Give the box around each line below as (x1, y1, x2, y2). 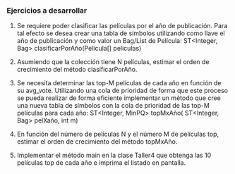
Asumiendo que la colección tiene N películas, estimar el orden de (16, 58, 210, 66)
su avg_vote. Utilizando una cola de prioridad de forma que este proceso (16, 87, 229, 95)
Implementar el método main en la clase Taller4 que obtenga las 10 (16, 151, 212, 160)
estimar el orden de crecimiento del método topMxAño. (16, 137, 178, 146)
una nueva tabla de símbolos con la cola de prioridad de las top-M (16, 101, 210, 110)
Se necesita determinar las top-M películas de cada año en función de (16, 79, 222, 87)
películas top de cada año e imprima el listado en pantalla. (16, 159, 186, 167)
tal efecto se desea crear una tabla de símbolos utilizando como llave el (16, 29, 225, 37)
